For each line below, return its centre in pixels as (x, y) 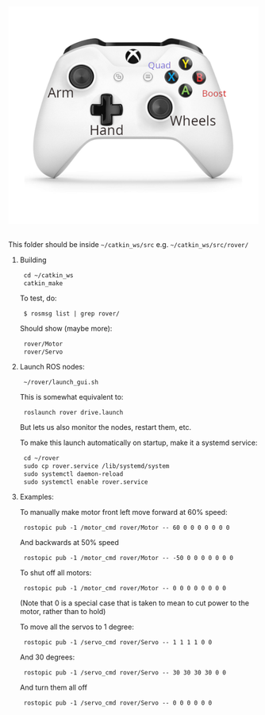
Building (33, 260)
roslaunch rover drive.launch (73, 412)
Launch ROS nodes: (52, 366)
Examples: (36, 497)
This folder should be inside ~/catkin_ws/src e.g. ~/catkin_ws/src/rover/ (129, 244)
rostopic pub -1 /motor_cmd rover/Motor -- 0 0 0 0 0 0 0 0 (125, 588)
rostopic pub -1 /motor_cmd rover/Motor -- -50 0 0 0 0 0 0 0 (129, 558)
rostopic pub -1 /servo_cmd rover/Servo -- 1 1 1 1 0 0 (118, 642)
